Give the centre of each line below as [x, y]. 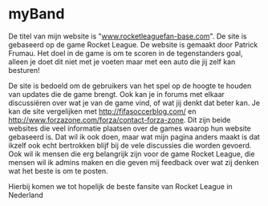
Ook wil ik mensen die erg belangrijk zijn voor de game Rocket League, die [132, 154]
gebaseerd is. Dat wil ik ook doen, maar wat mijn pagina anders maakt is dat [134, 136]
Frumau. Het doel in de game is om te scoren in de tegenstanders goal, [126, 53]
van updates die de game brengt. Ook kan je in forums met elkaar [116, 94]
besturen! [24, 70]
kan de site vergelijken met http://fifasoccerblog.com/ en [102, 111]
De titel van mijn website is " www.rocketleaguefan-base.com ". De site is [128, 36]
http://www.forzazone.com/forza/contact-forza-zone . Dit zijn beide [120, 119]
